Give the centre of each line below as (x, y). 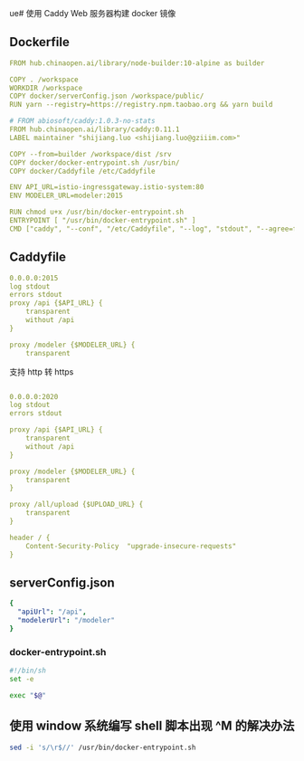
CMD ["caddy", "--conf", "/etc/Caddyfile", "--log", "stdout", (131, 229)
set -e (22, 679)
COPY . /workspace (44, 80)
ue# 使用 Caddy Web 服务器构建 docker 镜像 (93, 13)
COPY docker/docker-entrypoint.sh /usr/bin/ (95, 162)
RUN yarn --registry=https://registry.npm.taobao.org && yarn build (141, 105)
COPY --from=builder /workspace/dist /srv (90, 154)
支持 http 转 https (42, 371)
